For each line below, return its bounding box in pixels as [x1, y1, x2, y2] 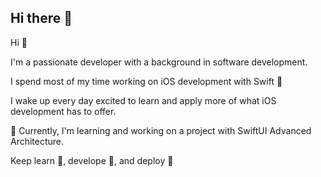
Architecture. [10, 135, 65, 147]
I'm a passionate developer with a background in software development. [10, 56, 308, 68]
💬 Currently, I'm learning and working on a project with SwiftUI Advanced [10, 124, 312, 136]
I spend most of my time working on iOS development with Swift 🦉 [10, 75, 283, 87]
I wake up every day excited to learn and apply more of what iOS [10, 94, 277, 106]
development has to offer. [10, 105, 117, 117]
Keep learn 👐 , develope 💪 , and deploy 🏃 [10, 154, 174, 166]
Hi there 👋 [10, 10, 73, 27]
